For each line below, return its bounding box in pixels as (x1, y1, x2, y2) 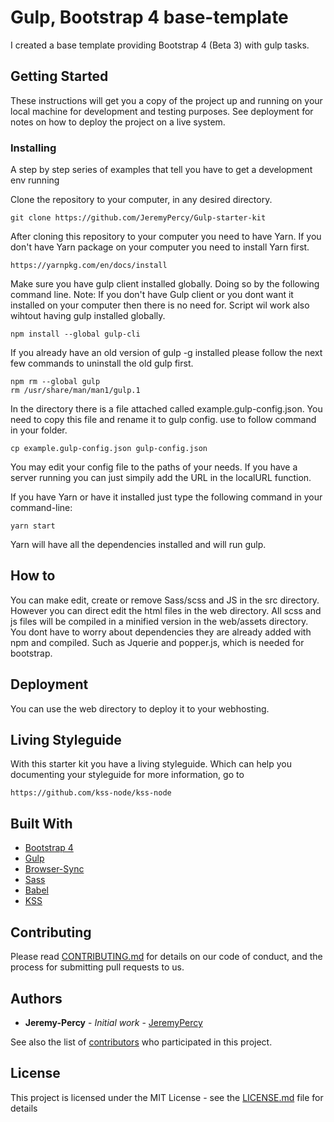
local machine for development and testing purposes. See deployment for (10, 105, 314, 117)
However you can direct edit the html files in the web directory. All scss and (10, 604, 322, 616)
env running (10, 174, 60, 186)
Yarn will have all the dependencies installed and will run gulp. (10, 539, 267, 551)
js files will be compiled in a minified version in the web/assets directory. (10, 615, 309, 627)
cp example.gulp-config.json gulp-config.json (10, 444, 208, 454)
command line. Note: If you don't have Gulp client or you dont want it (10, 289, 294, 301)
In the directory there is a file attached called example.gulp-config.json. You (10, 403, 323, 415)
